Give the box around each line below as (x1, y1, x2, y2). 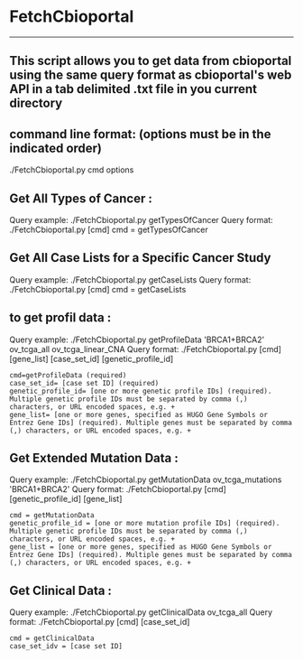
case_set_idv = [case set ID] (9, 642, 124, 651)
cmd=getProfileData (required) (9, 370, 127, 380)
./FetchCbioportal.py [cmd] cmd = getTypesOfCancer (9, 224, 209, 235)
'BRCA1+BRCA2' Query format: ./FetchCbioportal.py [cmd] (9, 484, 227, 495)
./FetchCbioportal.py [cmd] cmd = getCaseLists (9, 284, 187, 294)
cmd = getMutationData (9, 511, 95, 520)
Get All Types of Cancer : (9, 191, 153, 206)
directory (9, 96, 63, 111)
